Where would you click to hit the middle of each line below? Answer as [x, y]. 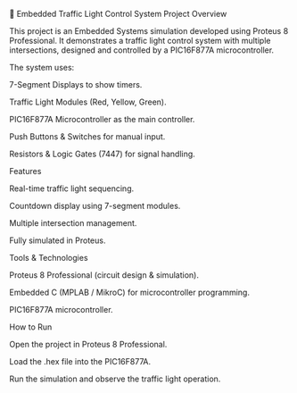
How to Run [31, 327]
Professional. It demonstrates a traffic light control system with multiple [140, 41]
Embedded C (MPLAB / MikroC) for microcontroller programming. [129, 292]
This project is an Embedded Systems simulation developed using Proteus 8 [149, 31]
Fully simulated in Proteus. [58, 240]
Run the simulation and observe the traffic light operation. [115, 379]
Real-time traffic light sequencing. [72, 188]
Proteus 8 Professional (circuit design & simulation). [104, 275]
